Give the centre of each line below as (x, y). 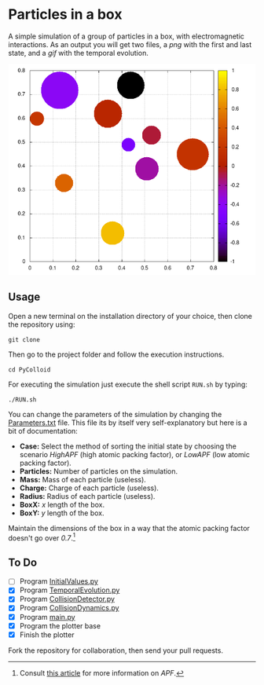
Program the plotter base (60, 625)
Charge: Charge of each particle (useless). (89, 488)
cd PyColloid (29, 370)
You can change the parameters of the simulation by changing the (115, 414)
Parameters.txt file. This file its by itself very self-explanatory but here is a (128, 423)
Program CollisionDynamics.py (69, 608)
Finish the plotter (47, 635)
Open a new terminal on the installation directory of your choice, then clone (130, 316)
